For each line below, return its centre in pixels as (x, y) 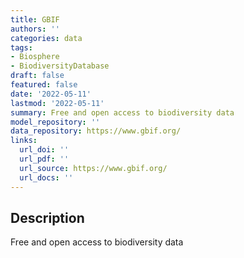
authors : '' (35, 29)
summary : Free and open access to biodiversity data (122, 112)
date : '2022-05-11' (51, 94)
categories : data (46, 38)
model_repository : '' (55, 122)
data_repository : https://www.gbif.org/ (96, 131)
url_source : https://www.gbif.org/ (93, 168)
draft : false (37, 76)
